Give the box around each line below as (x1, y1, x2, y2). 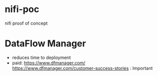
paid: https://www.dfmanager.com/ (12, 59, 86, 66)
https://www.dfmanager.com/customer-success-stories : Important (12, 65, 153, 71)
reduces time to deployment (12, 54, 71, 60)
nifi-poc (5, 4, 39, 15)
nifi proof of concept (5, 20, 48, 26)
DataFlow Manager (5, 38, 87, 49)
